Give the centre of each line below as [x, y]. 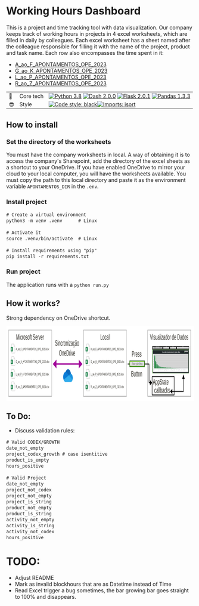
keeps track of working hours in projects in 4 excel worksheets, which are [97, 33]
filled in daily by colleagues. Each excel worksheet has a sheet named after [98, 40]
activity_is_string [30, 526]
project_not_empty [29, 496]
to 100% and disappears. [45, 597]
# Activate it [24, 233]
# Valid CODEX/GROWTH [33, 443]
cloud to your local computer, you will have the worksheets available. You [96, 174]
